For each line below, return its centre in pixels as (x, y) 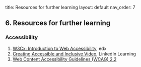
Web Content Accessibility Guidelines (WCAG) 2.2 (64, 59)
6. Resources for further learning (58, 23)
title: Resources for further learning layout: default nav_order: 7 (70, 7)
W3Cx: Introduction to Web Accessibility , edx (59, 48)
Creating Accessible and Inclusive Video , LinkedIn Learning (74, 54)
